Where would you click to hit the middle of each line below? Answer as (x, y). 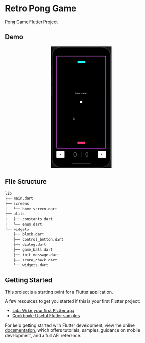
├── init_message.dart (36, 255)
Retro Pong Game (41, 8)
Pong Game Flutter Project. (32, 22)
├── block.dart (29, 234)
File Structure (26, 182)
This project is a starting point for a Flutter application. (59, 292)
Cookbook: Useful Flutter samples (46, 316)
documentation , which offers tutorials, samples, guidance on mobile (72, 330)
